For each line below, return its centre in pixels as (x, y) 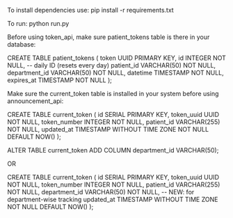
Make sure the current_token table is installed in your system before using (113, 94)
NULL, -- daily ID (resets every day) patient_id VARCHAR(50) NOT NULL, (112, 65)
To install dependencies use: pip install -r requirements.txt (90, 10)
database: (22, 44)
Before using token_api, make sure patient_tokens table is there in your (109, 37)
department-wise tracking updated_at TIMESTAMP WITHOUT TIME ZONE (113, 199)
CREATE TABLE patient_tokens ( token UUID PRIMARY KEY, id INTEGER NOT (116, 58)
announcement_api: (35, 101)
